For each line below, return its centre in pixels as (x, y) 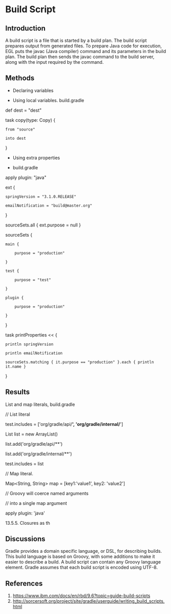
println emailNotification (34, 353)
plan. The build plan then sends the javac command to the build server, (80, 57)
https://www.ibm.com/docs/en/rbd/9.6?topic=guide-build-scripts (81, 596)
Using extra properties (36, 158)
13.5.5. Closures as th (28, 523)
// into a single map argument (36, 503)
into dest (16, 138)
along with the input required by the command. (54, 62)
